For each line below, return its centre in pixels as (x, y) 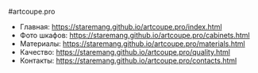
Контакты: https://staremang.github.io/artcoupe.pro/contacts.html (128, 60)
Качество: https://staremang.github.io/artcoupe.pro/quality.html (125, 52)
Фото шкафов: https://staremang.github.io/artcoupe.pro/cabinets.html (135, 35)
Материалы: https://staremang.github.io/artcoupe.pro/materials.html (132, 44)
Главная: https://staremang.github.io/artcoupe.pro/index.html (121, 27)
